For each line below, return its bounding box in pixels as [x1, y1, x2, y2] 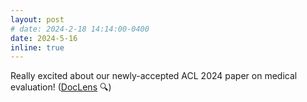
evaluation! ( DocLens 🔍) [10, 81, 112, 93]
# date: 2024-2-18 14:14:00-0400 [10, 24, 150, 34]
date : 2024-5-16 [10, 33, 78, 43]
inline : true [10, 42, 65, 53]
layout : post [10, 14, 65, 25]
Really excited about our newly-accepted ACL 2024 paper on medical [10, 70, 298, 82]
